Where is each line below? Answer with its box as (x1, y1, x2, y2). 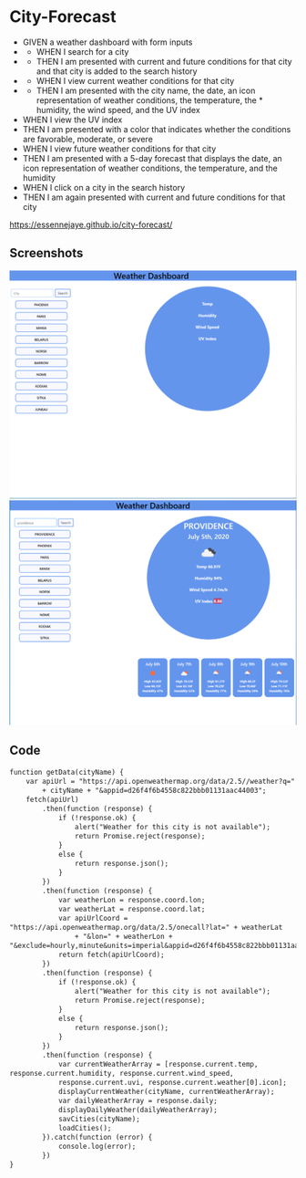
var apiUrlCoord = (57, 914, 128, 923)
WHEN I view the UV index (22, 114, 123, 125)
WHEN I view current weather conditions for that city (36, 75, 235, 86)
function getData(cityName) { (9, 768, 125, 777)
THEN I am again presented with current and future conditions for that (22, 192, 286, 203)
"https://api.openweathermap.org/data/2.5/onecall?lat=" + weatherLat (9, 923, 283, 933)
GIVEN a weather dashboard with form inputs (22, 36, 193, 47)
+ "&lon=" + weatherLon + (74, 933, 173, 942)
